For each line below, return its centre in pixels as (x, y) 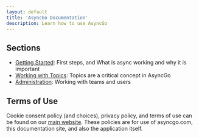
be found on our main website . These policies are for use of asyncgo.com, (100, 122)
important (27, 69)
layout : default (27, 12)
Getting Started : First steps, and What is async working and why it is (101, 63)
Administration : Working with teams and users (73, 82)
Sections (23, 48)
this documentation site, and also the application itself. (75, 129)
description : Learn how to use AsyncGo (57, 23)
